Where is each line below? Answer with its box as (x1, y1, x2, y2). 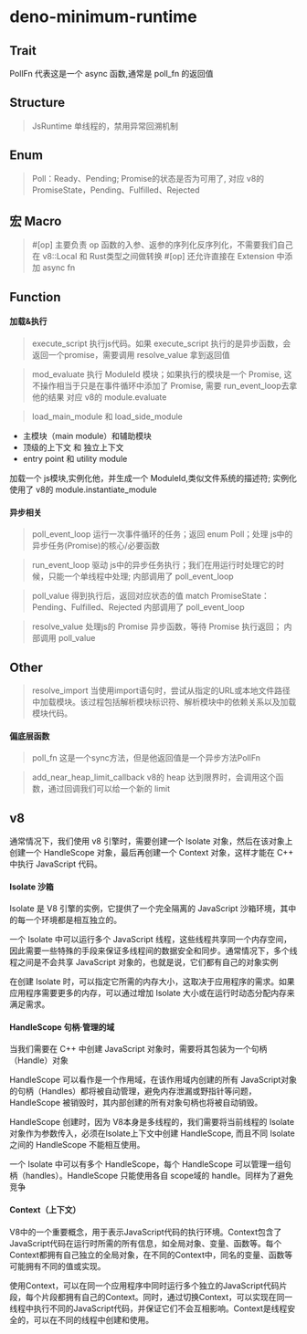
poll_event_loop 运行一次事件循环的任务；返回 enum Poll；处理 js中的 (31, 529, 293, 540)
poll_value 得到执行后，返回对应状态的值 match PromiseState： (31, 591, 270, 602)
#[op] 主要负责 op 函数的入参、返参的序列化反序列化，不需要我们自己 (31, 239, 294, 250)
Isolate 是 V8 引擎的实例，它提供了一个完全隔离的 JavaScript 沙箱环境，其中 (9, 903, 297, 914)
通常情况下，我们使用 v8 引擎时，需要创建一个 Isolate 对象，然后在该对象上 (9, 835, 293, 846)
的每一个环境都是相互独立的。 (9, 915, 122, 926)
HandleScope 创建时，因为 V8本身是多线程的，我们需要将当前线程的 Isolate (9, 1117, 295, 1128)
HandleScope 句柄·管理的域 (9, 1021, 115, 1033)
